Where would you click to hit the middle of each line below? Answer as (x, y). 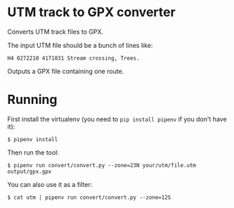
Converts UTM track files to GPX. (56, 32)
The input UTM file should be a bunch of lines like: (80, 45)
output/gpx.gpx (30, 171)
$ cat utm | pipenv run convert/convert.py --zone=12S (89, 197)
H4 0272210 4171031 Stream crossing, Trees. (73, 58)
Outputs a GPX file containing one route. (66, 71)
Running (32, 100)
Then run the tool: (33, 152)
